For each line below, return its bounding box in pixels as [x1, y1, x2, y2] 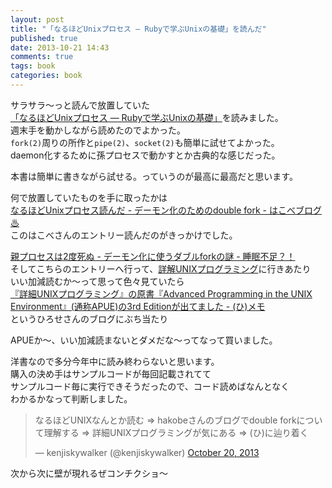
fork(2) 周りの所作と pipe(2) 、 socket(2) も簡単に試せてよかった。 [10, 136, 280, 148]
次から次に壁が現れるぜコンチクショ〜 [10, 467, 168, 479]
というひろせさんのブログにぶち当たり [10, 312, 169, 325]
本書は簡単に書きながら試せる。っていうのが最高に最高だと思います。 [10, 170, 298, 182]
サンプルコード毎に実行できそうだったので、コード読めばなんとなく [10, 380, 290, 392]
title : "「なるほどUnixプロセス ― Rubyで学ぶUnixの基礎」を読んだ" [10, 24, 267, 34]
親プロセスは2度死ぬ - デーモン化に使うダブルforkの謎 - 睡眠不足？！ [10, 250, 296, 262]
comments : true [10, 52, 74, 62]
